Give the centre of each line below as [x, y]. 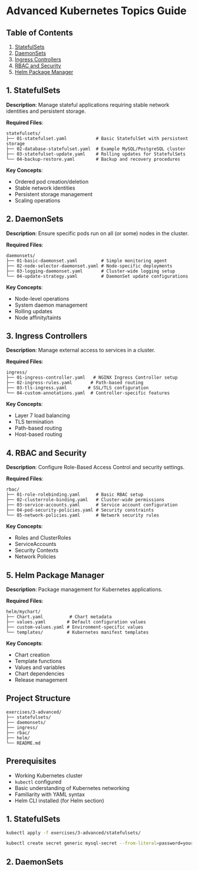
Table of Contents [40, 33]
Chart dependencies [39, 674]
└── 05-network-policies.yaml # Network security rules [83, 515]
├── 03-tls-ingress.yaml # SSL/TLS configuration [77, 388]
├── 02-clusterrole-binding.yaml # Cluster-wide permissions [85, 500]
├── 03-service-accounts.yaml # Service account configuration [92, 505]
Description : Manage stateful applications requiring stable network [88, 105]
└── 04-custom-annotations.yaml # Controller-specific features [88, 393]
